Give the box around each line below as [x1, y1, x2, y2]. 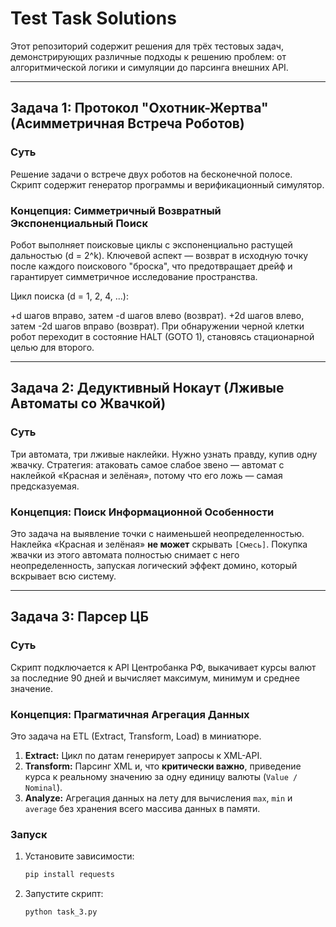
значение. [10, 682, 53, 694]
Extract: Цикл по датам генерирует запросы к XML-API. [24, 749, 263, 761]
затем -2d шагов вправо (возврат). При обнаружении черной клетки [10, 320, 305, 332]
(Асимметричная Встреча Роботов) [10, 115, 245, 132]
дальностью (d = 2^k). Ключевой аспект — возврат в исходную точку [10, 249, 309, 261]
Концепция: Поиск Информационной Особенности [10, 505, 275, 519]
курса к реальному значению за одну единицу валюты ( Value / [24, 770, 298, 782]
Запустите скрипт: [24, 888, 104, 900]
